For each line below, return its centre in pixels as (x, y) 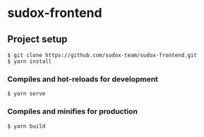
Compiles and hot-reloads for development (83, 79)
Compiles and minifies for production (72, 112)
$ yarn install (30, 61)
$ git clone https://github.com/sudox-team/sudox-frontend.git (102, 55)
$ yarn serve (26, 94)
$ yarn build (26, 126)
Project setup (38, 39)
